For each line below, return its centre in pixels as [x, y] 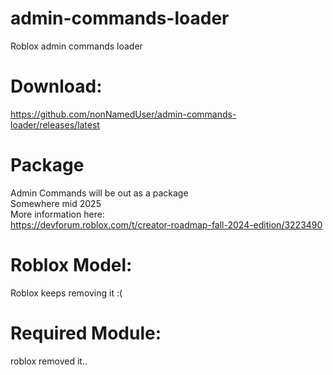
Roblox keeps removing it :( [66, 293]
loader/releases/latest [55, 124]
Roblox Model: [71, 265]
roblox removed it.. [49, 361]
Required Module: [86, 333]
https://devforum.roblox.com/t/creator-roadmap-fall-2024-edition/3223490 [166, 224]
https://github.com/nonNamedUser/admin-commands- [123, 114]
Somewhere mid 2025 [56, 203]
